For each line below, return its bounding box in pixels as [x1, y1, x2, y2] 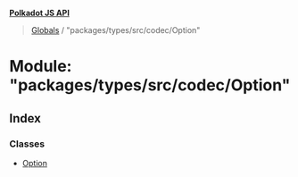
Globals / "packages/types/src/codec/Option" [30, 25, 201, 35]
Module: [9, 56, 72, 77]
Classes [9, 138, 46, 150]
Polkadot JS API [9, 8, 70, 18]
